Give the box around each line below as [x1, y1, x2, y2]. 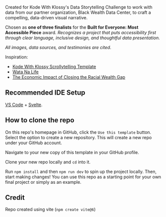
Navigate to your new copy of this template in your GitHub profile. [5, 149, 139, 155]
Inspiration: [5, 54, 28, 60]
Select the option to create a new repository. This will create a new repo [5, 134, 152, 140]
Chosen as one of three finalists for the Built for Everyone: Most [5, 24, 139, 30]
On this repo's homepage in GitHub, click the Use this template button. [5, 129, 152, 135]
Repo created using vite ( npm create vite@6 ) [5, 207, 96, 213]
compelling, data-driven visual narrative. [5, 15, 88, 20]
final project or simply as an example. [5, 179, 82, 185]
